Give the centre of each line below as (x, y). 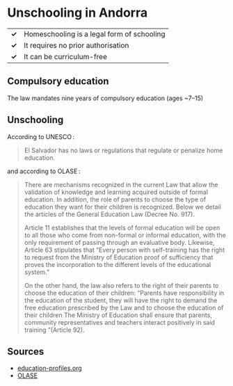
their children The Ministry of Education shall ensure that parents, (118, 315)
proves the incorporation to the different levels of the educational (118, 264)
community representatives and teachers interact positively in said (120, 322)
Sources (26, 352)
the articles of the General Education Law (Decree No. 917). (109, 214)
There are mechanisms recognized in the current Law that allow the (121, 184)
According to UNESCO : (41, 136)
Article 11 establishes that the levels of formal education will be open (122, 227)
